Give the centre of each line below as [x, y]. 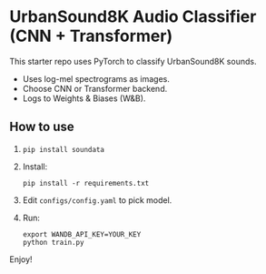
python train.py [53, 242]
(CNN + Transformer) [91, 36]
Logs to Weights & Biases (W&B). [84, 98]
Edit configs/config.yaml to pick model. [97, 200]
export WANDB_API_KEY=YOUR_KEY [82, 234]
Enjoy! [21, 259]
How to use [42, 127]
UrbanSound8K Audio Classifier [133, 17]
